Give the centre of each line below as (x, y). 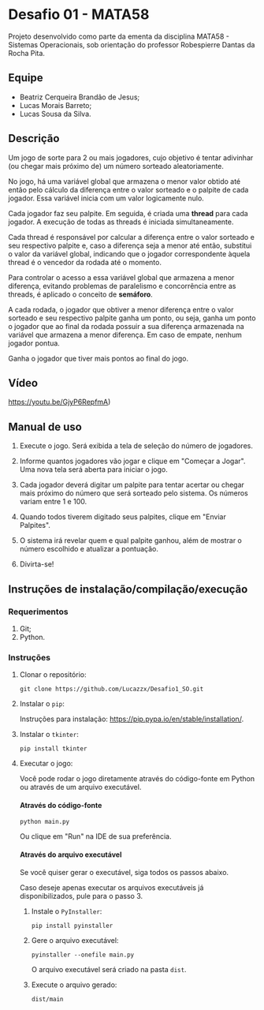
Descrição (34, 138)
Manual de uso (45, 426)
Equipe (26, 78)
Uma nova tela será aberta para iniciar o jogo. (93, 469)
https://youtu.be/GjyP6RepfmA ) (59, 402)
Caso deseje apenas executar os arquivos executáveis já (112, 887)
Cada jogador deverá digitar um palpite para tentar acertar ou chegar (132, 485)
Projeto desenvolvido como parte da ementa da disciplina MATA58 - (119, 36)
